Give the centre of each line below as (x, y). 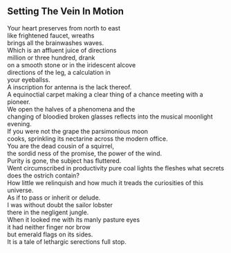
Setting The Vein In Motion (66, 11)
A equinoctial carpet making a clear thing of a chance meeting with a (105, 94)
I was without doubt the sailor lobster (60, 204)
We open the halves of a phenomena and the (71, 109)
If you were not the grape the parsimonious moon (78, 131)
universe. (20, 190)
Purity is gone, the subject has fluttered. (64, 160)
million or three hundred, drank (51, 58)
